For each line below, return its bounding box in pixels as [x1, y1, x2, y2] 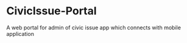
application [6, 30, 35, 37]
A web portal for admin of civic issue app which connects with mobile [6, 24, 182, 31]
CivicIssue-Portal [6, 4, 97, 18]
